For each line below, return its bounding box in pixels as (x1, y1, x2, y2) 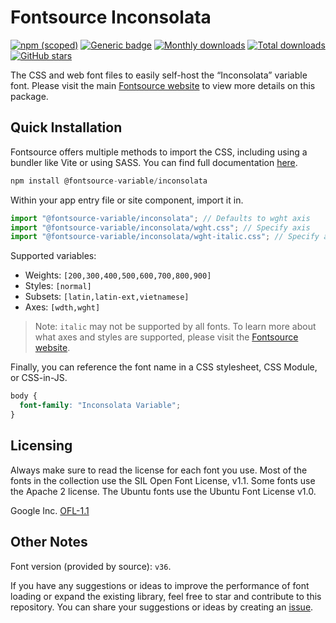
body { (10, 391, 38, 401)
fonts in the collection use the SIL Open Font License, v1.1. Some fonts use (10, 474, 316, 486)
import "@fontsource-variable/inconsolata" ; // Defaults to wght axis (10, 213, 311, 223)
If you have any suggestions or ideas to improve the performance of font (10, 579, 310, 591)
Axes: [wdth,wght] (24, 301, 101, 313)
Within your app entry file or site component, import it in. (10, 194, 244, 206)
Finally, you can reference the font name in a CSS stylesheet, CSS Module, (10, 361, 318, 373)
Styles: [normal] (24, 280, 92, 292)
